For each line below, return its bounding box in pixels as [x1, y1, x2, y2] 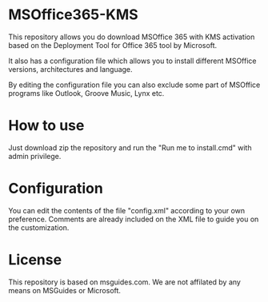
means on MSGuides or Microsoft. [8, 285, 122, 295]
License [8, 251, 62, 268]
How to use [8, 117, 85, 135]
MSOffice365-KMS [8, 6, 138, 24]
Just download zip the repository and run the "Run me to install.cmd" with [8, 142, 252, 153]
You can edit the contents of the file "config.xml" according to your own [8, 205, 246, 215]
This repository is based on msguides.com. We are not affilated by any [8, 277, 242, 287]
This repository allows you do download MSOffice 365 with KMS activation [8, 32, 255, 42]
